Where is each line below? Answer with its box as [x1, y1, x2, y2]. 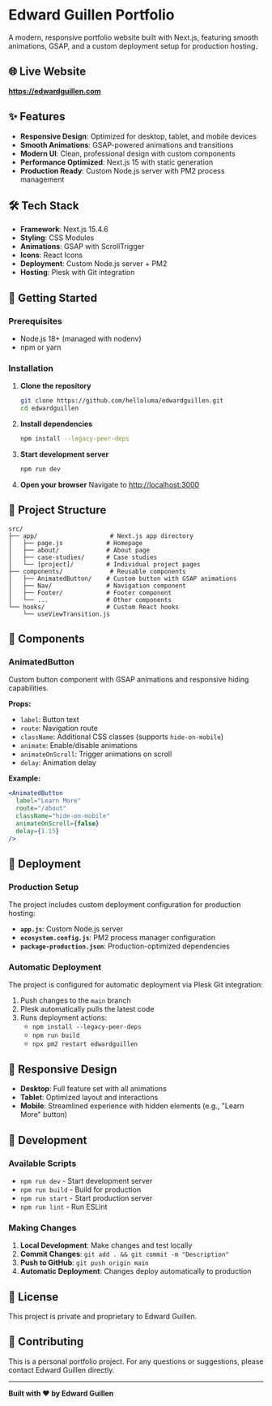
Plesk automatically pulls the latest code [19, 1004, 155, 1014]
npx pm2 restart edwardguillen [32, 1040, 138, 1048]
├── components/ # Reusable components [8, 567, 186, 575]
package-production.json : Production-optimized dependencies [19, 941, 231, 951]
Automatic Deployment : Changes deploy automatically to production [19, 1266, 253, 1276]
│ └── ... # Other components [8, 596, 172, 604]
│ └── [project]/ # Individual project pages [8, 560, 201, 569]
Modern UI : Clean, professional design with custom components [19, 148, 236, 158]
